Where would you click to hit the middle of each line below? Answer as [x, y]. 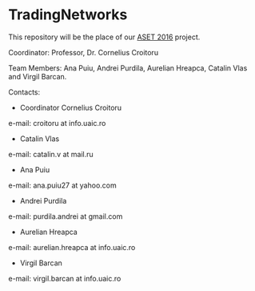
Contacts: [24, 92]
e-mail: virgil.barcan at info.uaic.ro [65, 278]
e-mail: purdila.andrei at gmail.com [66, 216]
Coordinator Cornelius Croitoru [71, 107]
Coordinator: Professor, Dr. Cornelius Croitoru [83, 52]
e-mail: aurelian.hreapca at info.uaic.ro [72, 247]
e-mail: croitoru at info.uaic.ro [57, 123]
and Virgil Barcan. [38, 76]
